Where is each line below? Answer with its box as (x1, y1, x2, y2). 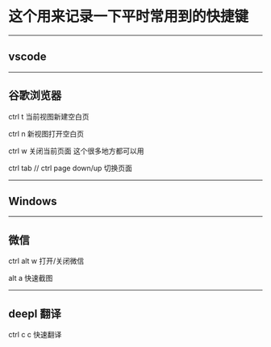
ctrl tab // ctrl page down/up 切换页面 (8, 163, 133, 173)
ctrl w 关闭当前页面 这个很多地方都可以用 (8, 146, 144, 156)
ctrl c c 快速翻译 (8, 330, 62, 339)
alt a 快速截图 (8, 274, 53, 283)
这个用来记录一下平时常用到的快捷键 (8, 7, 249, 26)
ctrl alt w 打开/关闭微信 (8, 256, 85, 266)
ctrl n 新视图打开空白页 (8, 128, 85, 138)
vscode (8, 50, 47, 64)
